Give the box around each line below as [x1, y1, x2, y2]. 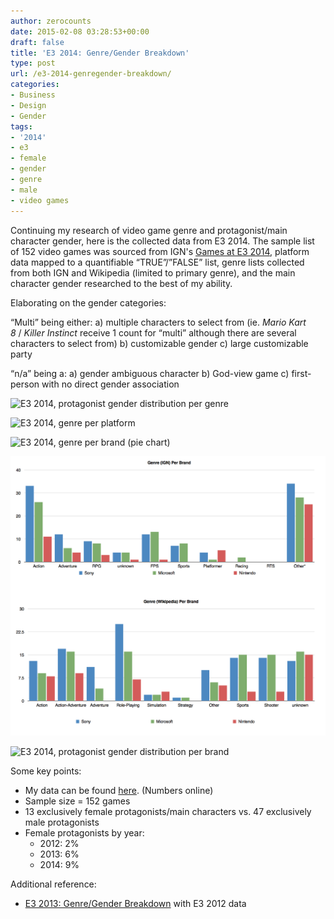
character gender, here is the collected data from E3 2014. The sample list [10, 235, 315, 247]
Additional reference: [10, 878, 97, 890]
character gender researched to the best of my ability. [10, 277, 233, 289]
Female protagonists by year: [24, 826, 145, 839]
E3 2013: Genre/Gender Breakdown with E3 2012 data [24, 897, 247, 909]
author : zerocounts [10, 16, 92, 26]
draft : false [10, 37, 65, 47]
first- [291, 367, 312, 379]
